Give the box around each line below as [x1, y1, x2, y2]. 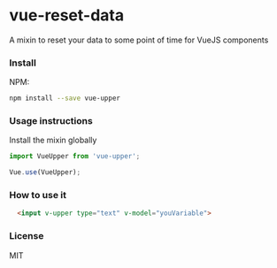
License [9, 230, 44, 242]
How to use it [9, 189, 66, 202]
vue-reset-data [9, 5, 125, 26]
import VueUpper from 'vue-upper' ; [9, 152, 141, 161]
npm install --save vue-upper [9, 94, 121, 103]
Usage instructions [9, 115, 93, 127]
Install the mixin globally [9, 134, 97, 146]
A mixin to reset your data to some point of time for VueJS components [9, 34, 269, 45]
